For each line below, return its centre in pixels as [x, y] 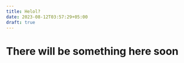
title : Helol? [24, 11]
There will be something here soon [92, 51]
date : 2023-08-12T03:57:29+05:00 [47, 17]
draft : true [21, 22]
